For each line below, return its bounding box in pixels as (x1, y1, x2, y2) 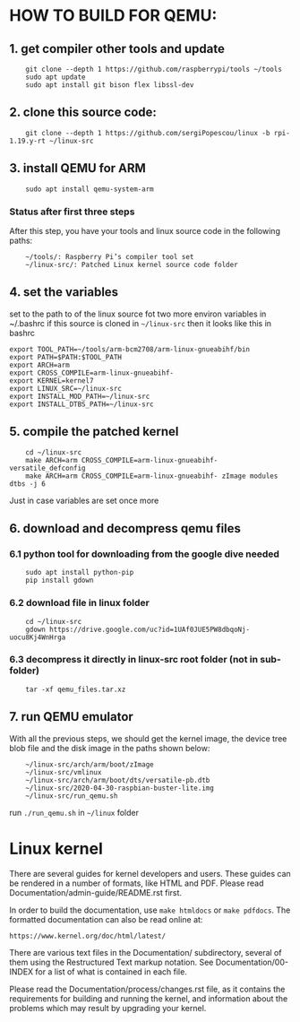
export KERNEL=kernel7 (9, 376, 94, 385)
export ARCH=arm (9, 360, 70, 369)
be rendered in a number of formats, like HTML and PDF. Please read (9, 878, 264, 888)
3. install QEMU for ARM (9, 160, 146, 176)
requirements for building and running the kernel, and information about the (9, 992, 288, 1004)
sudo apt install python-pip (25, 568, 134, 577)
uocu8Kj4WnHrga (9, 633, 66, 642)
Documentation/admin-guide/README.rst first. (9, 887, 182, 897)
